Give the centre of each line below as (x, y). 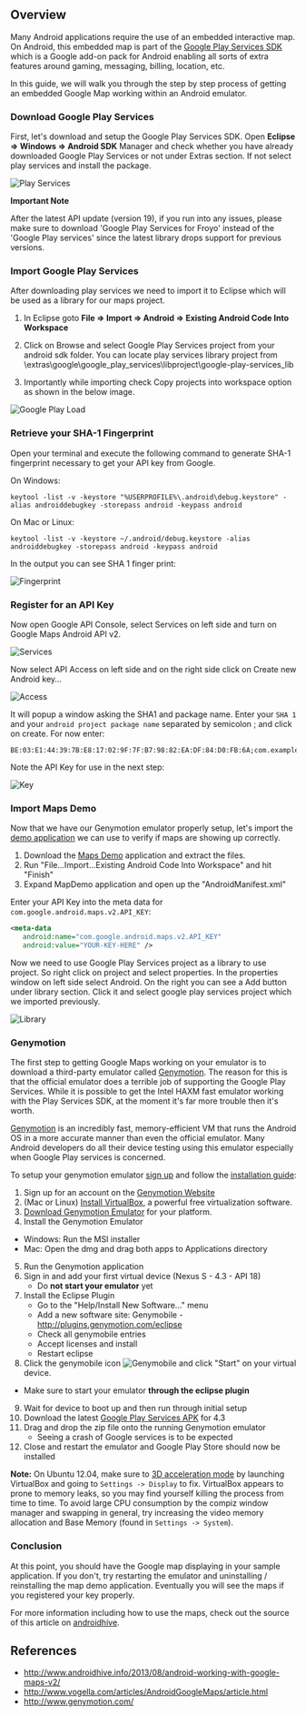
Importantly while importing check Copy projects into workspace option (158, 382)
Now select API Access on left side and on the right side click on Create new (153, 669)
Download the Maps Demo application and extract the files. (134, 855)
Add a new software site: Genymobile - (110, 1315)
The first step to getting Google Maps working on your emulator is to (138, 1063)
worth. (22, 1111)
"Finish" (38, 875)
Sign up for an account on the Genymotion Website (119, 1193)
